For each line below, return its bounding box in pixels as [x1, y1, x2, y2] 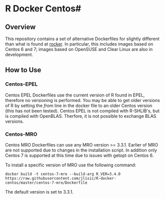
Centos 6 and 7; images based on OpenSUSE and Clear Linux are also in [5, 47, 153, 52]
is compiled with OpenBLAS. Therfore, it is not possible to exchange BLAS [5, 113, 157, 119]
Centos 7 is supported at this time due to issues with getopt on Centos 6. [5, 152, 154, 158]
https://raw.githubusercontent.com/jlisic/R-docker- [5, 176, 116, 181]
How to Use [5, 66, 42, 74]
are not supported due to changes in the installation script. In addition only [5, 147, 157, 153]
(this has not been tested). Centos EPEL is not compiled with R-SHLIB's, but [5, 107, 160, 114]
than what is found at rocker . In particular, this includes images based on [5, 41, 154, 47]
